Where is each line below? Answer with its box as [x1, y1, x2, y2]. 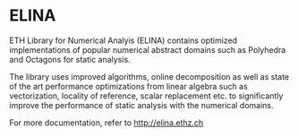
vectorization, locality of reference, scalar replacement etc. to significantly [9, 90, 284, 101]
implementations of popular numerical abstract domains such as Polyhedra [9, 44, 286, 55]
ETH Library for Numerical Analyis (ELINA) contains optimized [9, 35, 238, 46]
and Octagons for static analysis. [9, 54, 132, 64]
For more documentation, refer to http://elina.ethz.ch [9, 117, 204, 128]
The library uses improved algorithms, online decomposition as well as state [9, 71, 290, 81]
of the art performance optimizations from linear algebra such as [9, 81, 248, 91]
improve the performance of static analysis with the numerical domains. [9, 99, 275, 110]
